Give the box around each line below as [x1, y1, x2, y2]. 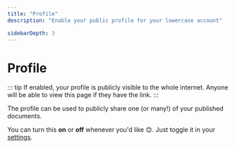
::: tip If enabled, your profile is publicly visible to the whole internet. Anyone [7, 83, 229, 92]
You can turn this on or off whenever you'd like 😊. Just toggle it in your [7, 125, 215, 134]
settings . [7, 133, 33, 142]
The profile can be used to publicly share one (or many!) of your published [7, 104, 224, 113]
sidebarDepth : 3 [7, 30, 55, 37]
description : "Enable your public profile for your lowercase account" [7, 17, 222, 24]
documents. [7, 112, 42, 121]
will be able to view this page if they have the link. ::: [7, 91, 159, 99]
